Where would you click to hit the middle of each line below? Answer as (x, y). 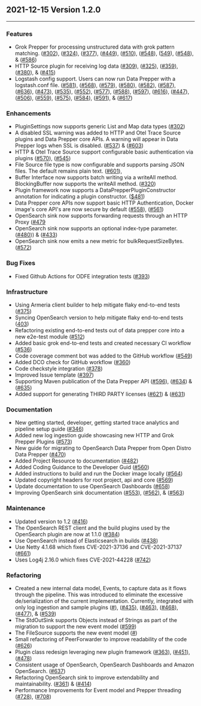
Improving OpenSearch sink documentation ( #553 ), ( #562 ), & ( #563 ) (99, 493)
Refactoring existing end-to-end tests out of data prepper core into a (100, 330)
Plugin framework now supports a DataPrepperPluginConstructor (95, 190)
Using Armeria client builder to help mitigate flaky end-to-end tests (98, 305)
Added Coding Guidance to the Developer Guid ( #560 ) (82, 467)
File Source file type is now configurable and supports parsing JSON (99, 165)
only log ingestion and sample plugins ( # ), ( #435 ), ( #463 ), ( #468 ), (96, 607)
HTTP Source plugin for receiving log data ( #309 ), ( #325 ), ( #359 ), (96, 66)
